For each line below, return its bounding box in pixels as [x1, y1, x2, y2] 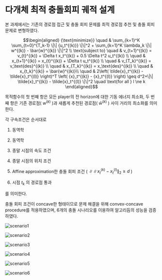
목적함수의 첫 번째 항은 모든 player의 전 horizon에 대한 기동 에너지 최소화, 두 [5, 93, 150, 100]
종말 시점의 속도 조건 [12, 147, 51, 153]
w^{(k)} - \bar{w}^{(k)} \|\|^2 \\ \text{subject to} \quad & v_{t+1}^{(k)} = [11, 47, 152, 53]
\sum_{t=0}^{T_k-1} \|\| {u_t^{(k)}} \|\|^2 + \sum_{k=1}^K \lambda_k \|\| [11, 42, 152, 48]
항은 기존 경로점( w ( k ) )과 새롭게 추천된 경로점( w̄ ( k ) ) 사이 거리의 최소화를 [10, 99, 149, 106]
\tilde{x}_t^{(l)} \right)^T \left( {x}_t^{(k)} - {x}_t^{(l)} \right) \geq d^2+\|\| [9, 73, 154, 79]
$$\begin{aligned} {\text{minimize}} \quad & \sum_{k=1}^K [23, 37, 140, 43]
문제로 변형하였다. [5, 27, 39, 33]
